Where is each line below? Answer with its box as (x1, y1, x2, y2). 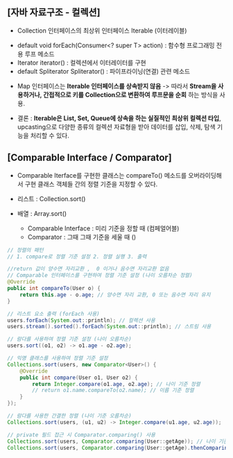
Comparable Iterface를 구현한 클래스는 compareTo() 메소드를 (17, 171, 187, 179)
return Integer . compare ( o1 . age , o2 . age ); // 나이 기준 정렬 (32, 380, 201, 387)
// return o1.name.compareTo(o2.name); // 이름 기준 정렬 (32, 387, 194, 394)
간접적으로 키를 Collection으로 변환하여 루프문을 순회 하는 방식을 (42, 90, 218, 99)
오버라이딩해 (188, 171, 222, 179)
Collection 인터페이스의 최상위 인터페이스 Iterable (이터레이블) (17, 26, 187, 35)
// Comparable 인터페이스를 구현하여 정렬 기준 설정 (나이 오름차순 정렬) (7, 272, 193, 279)
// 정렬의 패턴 (7, 246, 44, 253)
